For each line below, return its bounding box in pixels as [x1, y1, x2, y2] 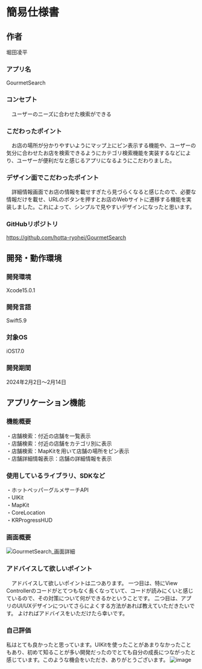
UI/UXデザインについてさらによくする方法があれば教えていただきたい [16, 602, 190, 609]
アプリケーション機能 [6, 398, 86, 408]
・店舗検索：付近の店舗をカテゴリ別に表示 [6, 440, 112, 447]
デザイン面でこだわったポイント [6, 173, 99, 182]
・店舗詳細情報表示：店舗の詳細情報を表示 [6, 455, 112, 462]
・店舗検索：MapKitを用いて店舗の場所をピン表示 [6, 447, 130, 455]
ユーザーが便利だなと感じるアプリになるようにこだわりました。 [16, 156, 175, 164]
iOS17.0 [6, 347, 25, 354]
